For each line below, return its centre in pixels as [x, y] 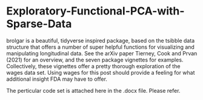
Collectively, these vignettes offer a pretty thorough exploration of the [93, 66]
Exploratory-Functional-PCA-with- [95, 11]
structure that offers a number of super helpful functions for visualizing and [101, 47]
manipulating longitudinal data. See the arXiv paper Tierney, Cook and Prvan [102, 53]
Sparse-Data [39, 24]
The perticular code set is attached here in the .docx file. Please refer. [93, 90]
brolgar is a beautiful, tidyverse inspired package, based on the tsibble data [101, 40]
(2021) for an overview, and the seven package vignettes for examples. [95, 60]
